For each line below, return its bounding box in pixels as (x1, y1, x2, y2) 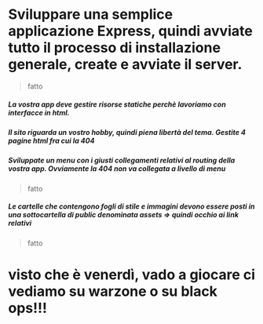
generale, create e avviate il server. (8, 56, 243, 74)
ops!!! (8, 299, 47, 317)
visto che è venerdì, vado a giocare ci (8, 265, 256, 283)
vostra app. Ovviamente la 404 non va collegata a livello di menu (8, 164, 226, 173)
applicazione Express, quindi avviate (8, 22, 253, 40)
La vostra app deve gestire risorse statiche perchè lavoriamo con (8, 100, 226, 109)
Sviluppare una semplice (8, 5, 174, 24)
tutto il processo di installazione (8, 39, 221, 56)
